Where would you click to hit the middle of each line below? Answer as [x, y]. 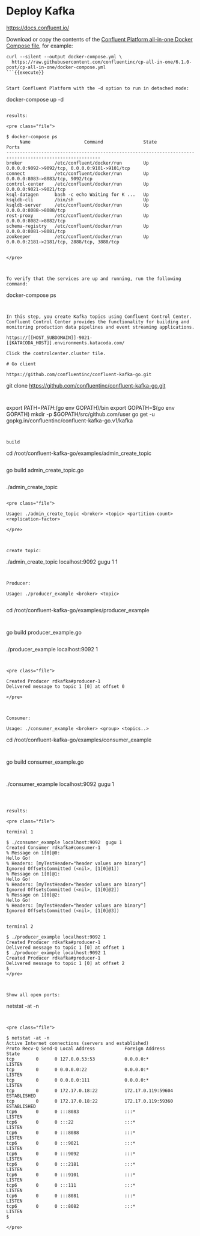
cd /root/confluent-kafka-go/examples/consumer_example [79, 740]
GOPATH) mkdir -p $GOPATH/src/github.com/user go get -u [80, 414]
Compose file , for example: [40, 46]
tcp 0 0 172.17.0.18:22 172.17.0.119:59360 [89, 1101]
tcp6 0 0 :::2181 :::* [71, 1164]
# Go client [21, 364]
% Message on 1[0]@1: [33, 874]
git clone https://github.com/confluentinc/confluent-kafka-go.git [86, 385]
